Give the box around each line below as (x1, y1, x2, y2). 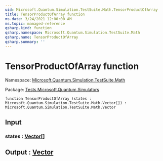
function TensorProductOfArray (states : (5, 96, 92, 101)
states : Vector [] (5, 133, 45, 140)
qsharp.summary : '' (5, 40, 45, 44)
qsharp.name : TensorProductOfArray (5, 35, 79, 40)
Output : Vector (5, 148, 54, 157)
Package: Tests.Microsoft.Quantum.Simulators (5, 86, 100, 92)
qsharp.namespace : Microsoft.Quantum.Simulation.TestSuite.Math (5, 30, 140, 35)
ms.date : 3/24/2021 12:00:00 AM (5, 16, 72, 21)
